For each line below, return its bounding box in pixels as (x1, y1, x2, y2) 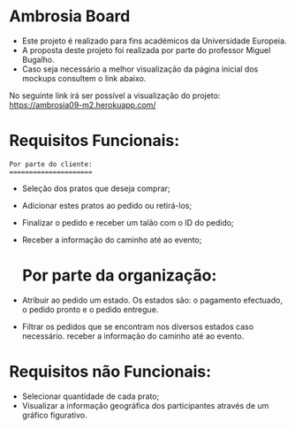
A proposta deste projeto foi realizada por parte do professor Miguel (21, 44, 271, 55)
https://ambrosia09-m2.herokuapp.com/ (9, 99, 156, 110)
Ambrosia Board (9, 6, 131, 27)
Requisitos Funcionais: (9, 131, 180, 151)
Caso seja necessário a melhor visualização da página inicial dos (21, 64, 259, 74)
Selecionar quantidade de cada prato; (21, 391, 160, 402)
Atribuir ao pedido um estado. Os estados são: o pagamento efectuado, (21, 295, 283, 305)
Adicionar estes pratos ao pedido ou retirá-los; (21, 200, 193, 211)
